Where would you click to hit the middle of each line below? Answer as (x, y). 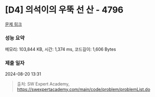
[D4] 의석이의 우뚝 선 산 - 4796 (64, 10)
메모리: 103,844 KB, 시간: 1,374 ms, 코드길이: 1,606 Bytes (61, 49)
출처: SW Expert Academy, (43, 84)
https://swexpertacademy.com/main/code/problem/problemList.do (84, 89)
